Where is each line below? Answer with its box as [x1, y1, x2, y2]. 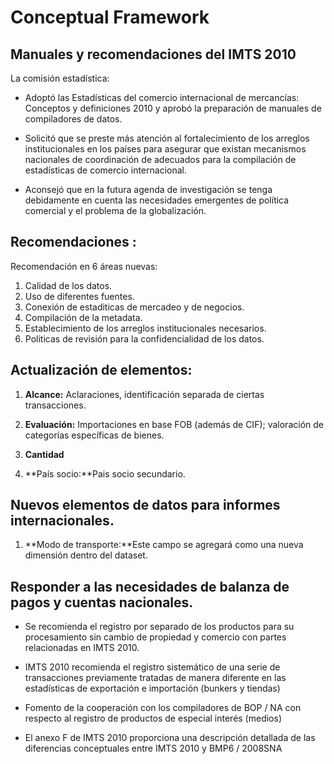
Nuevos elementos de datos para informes [10, 497, 281, 514]
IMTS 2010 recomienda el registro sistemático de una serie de [24, 661, 281, 673]
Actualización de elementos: [10, 362, 193, 379]
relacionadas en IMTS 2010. [24, 642, 140, 654]
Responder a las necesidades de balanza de [10, 578, 290, 595]
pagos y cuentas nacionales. [10, 594, 194, 611]
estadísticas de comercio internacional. [24, 164, 187, 176]
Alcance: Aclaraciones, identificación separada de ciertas [24, 388, 265, 400]
